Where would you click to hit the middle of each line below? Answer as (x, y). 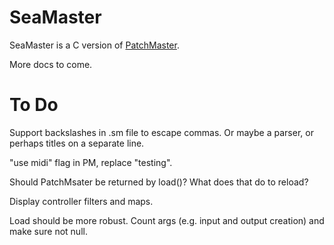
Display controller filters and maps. (81, 201)
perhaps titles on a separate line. (77, 143)
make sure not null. (48, 231)
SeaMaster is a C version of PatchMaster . (94, 45)
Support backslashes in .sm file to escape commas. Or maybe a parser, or (161, 132)
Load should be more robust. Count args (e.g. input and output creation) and (167, 220)
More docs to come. (51, 64)
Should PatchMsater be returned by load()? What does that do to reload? (159, 182)
